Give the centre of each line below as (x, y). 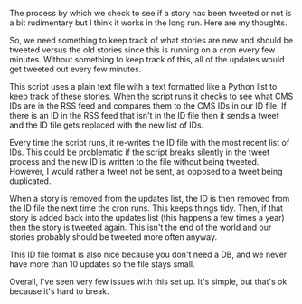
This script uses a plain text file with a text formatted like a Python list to (143, 86)
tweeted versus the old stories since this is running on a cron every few (142, 50)
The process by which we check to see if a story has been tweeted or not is (151, 13)
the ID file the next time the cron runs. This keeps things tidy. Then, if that (146, 208)
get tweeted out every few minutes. (75, 69)
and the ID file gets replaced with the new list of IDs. (107, 125)
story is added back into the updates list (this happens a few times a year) (147, 218)
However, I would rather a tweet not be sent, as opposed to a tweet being (146, 171)
